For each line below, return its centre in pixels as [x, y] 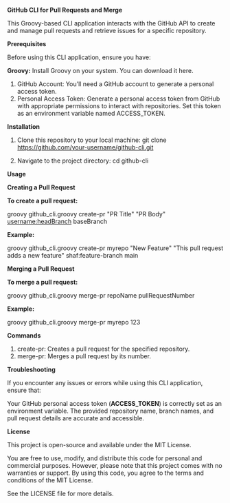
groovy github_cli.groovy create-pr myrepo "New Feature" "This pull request [115, 248]
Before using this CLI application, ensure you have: [79, 57]
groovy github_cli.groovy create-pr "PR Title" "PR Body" [87, 214]
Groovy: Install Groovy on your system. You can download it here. [100, 71]
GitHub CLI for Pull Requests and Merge [65, 10]
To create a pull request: [43, 201]
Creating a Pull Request [41, 187]
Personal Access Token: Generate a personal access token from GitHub [118, 99]
